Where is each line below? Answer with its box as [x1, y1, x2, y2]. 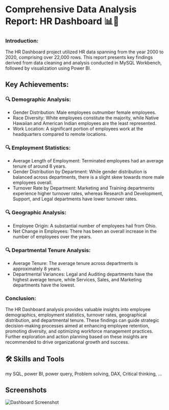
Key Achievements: [5, 80, 69, 89]
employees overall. [12, 179, 53, 186]
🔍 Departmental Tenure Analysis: [5, 247, 91, 254]
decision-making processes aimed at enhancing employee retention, [5, 323, 150, 329]
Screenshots [5, 385, 47, 394]
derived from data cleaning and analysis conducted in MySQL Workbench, [5, 60, 162, 66]
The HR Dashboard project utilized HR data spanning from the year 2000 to [5, 49, 164, 55]
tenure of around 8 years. [12, 163, 67, 170]
